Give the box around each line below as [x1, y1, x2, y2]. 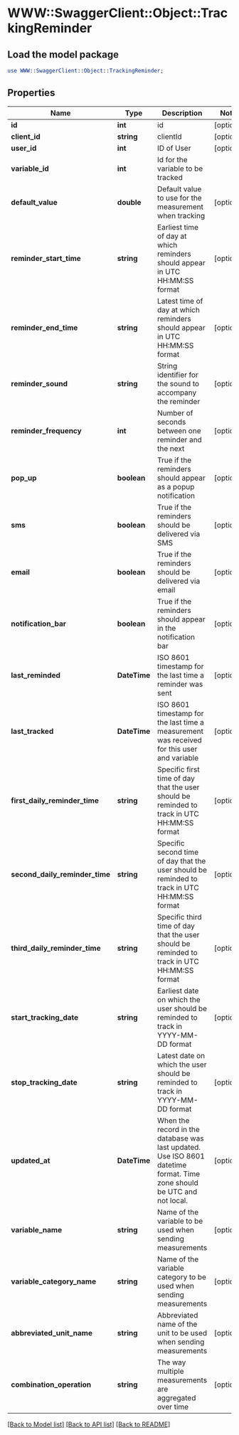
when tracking [157, 210, 205, 220]
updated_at [11, 1156, 51, 1165]
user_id [11, 143, 37, 153]
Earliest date [157, 986, 199, 996]
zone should [157, 1178, 198, 1188]
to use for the [157, 193, 202, 203]
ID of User [157, 143, 191, 153]
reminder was [157, 679, 203, 689]
